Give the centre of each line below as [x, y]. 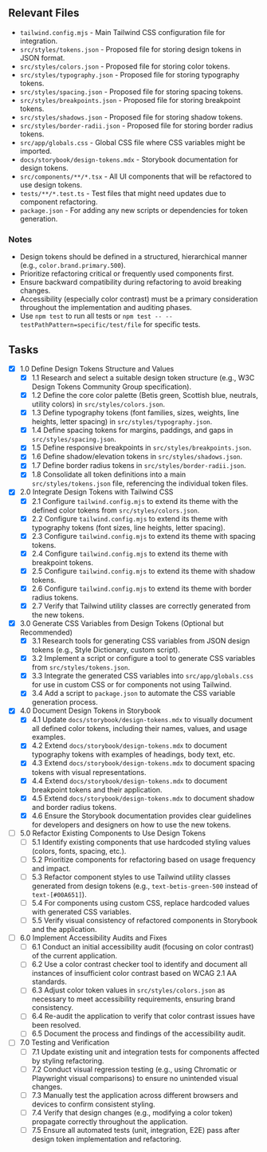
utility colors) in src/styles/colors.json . [98, 404]
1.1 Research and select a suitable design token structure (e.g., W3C [143, 377]
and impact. [51, 868]
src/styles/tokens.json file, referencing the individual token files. [140, 484]
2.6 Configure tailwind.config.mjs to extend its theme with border [141, 588]
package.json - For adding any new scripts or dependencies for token [134, 210]
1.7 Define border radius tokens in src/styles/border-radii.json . [139, 466]
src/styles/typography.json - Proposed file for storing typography [130, 74]
